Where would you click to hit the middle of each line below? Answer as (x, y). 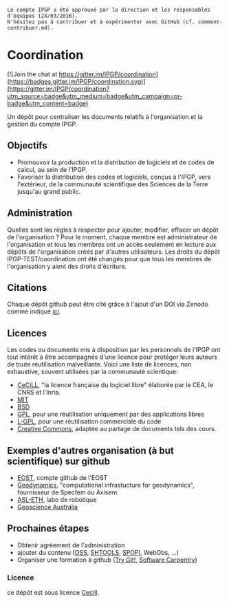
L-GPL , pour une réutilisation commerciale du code (89, 421)
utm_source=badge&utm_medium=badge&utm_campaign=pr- (95, 96)
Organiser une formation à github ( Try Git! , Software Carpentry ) (107, 560)
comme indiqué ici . (34, 311)
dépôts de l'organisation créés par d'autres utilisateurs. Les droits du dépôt (113, 252)
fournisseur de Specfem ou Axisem (67, 492)
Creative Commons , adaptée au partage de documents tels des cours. (117, 429)
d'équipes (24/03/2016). (43, 16)
